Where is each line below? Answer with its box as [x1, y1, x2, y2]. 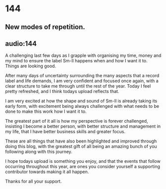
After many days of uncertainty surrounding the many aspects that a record [5, 73, 160, 79]
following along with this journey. [5, 149, 73, 155]
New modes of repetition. [5, 23, 85, 31]
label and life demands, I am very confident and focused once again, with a [5, 78, 159, 84]
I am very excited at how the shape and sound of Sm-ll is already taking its [5, 98, 158, 104]
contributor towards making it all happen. [5, 169, 89, 175]
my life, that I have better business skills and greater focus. [5, 129, 125, 135]
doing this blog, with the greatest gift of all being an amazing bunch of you [5, 143, 157, 149]
